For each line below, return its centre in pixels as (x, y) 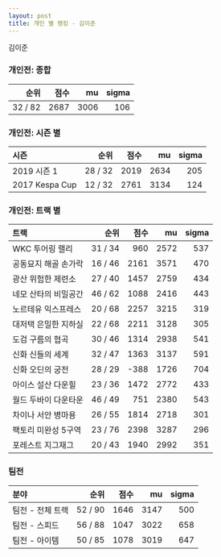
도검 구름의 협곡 (41, 339)
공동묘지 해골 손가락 (48, 264)
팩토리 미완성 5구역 (47, 430)
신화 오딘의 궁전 (41, 370)
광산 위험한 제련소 (44, 279)
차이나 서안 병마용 (44, 415)
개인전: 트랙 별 (35, 210)
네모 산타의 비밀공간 (48, 294)
